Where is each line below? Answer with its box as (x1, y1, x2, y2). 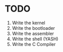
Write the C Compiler (12, 41, 56, 47)
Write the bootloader (12, 25, 55, 31)
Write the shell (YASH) (12, 36, 58, 42)
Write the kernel (12, 20, 46, 26)
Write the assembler (12, 30, 54, 36)
